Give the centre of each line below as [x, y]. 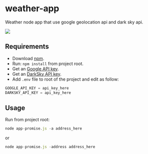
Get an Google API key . [36, 68]
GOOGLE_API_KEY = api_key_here [37, 88]
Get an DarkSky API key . [37, 74]
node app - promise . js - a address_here [44, 129]
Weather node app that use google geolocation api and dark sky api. [74, 22]
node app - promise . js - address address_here [50, 147]
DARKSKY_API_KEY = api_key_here [38, 93]
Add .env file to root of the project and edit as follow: [65, 79]
